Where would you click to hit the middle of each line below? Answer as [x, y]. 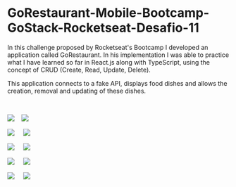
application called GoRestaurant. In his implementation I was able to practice [118, 55]
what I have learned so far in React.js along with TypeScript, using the [108, 62]
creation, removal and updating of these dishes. [77, 91]
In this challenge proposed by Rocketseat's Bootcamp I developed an [108, 47]
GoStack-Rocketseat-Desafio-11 [103, 28]
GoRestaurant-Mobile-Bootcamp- [108, 13]
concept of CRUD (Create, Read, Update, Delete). [79, 70]
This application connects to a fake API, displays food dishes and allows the [117, 83]
